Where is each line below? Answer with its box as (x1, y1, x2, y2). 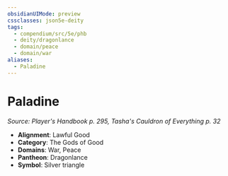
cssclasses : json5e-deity (7, 17, 84, 24)
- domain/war (13, 50, 52, 57)
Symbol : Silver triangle (17, 160, 85, 169)
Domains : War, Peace (17, 146, 81, 154)
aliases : (7, 57, 33, 64)
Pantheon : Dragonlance (17, 153, 89, 161)
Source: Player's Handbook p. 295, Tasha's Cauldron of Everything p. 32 (7, 117, 221, 125)
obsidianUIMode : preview (7, 10, 81, 18)
